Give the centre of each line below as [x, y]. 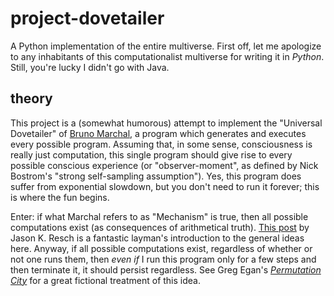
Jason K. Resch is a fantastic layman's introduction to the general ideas [157, 238]
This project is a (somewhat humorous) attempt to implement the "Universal [166, 123]
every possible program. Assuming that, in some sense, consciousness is [161, 144]
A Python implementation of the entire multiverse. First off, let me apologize [166, 46]
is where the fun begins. [60, 197]
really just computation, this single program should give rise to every [151, 154]
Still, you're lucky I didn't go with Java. [90, 67]
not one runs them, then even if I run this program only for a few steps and [163, 259]
